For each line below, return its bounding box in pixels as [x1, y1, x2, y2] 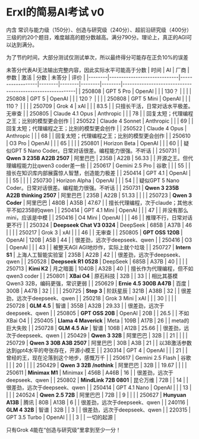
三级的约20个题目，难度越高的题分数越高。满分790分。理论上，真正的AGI [6, 33, 187, 40]
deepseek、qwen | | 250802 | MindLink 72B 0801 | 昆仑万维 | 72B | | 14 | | [6, 376, 188, 384]
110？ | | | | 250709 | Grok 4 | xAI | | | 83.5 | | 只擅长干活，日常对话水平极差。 [6, 102, 194, 109]
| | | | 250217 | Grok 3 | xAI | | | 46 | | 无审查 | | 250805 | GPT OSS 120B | [6, 228, 183, 236]
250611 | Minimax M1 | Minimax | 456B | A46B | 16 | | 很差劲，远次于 [6, 369, 173, 376]
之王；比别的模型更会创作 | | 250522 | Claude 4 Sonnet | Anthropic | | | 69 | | [6, 117, 194, 124]
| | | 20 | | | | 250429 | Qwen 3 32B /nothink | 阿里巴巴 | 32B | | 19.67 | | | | [6, 361, 187, 369]
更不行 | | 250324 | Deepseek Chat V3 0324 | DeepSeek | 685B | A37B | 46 [6, 221, 192, 228]
